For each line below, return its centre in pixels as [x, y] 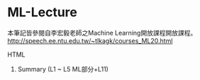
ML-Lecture [43, 12]
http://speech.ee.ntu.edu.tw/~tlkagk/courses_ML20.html [90, 40]
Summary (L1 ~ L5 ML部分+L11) [63, 69]
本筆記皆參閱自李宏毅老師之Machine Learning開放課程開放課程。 [102, 33]
